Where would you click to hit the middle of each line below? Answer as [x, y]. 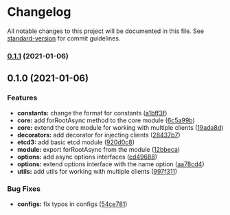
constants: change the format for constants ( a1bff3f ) [92, 113]
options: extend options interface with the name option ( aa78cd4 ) [111, 164]
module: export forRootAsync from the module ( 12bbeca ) [99, 149]
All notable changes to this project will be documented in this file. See [106, 31]
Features [22, 98]
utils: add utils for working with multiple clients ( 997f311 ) [97, 171]
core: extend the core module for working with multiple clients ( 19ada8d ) [120, 127]
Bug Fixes [24, 189]
